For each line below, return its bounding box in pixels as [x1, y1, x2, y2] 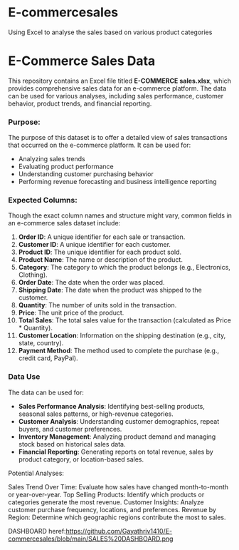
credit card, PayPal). [18, 354, 78, 362]
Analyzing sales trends [18, 155, 85, 163]
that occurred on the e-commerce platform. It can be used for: [8, 141, 191, 150]
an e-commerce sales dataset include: [8, 219, 121, 228]
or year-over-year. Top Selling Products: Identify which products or [8, 490, 205, 499]
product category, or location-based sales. [18, 454, 144, 464]
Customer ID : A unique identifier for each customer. [18, 240, 171, 249]
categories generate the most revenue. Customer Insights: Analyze [8, 497, 205, 506]
